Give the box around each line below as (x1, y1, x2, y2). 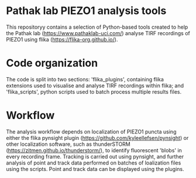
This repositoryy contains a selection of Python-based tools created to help (6, 23, 188, 30)
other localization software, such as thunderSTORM (6, 141, 130, 148)
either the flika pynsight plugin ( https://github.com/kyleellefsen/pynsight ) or (6, 134, 189, 141)
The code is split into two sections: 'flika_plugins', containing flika (6, 76, 164, 83)
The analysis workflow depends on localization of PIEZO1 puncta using (6, 128, 177, 135)
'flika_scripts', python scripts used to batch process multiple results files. (6, 88, 182, 95)
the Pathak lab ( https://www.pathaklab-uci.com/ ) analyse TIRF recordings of (6, 29, 190, 36)
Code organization (6, 57, 98, 70)
